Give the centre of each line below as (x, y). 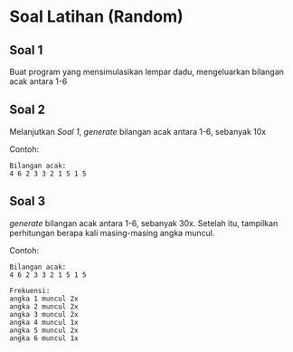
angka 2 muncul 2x (44, 306)
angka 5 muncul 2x (44, 330)
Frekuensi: (30, 290)
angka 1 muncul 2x (44, 299)
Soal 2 (27, 110)
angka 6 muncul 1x (44, 338)
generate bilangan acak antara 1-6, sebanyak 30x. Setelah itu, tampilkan (144, 223)
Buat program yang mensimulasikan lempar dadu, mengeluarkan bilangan (147, 71)
